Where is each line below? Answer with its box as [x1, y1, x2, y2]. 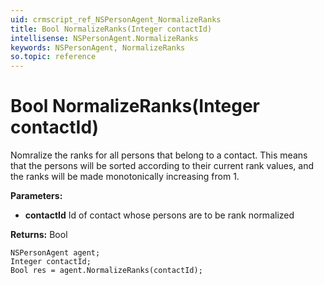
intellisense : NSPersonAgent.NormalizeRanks [10, 33, 199, 43]
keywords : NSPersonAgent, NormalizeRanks [10, 42, 186, 53]
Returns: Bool [10, 229, 68, 241]
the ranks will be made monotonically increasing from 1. [10, 171, 240, 183]
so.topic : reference [10, 52, 97, 62]
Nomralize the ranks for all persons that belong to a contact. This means [10, 149, 308, 161]
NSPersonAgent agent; [10, 248, 101, 258]
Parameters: [10, 190, 63, 202]
